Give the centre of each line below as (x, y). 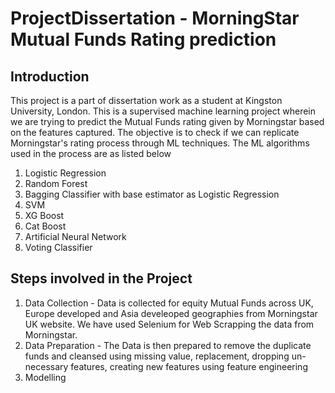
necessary (46, 366)
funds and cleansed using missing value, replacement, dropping (157, 356)
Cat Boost (45, 226)
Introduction (50, 76)
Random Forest (56, 183)
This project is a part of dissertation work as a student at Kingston (146, 100)
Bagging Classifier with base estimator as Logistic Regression (152, 194)
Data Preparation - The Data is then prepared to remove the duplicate (168, 345)
